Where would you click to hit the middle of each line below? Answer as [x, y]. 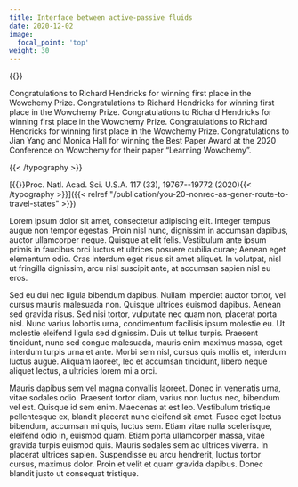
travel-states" [34, 204]
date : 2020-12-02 [41, 26]
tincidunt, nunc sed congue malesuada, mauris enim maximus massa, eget [146, 343]
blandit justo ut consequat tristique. [74, 474]
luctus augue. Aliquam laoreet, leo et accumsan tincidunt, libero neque [138, 361]
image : [21, 34]
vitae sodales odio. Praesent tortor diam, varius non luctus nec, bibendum [145, 398]
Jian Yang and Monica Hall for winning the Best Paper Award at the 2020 [143, 141]
